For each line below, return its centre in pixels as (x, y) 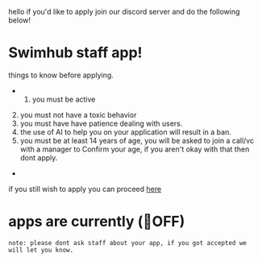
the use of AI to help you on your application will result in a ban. (125, 131)
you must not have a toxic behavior (78, 114)
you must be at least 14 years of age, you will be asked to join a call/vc (137, 140)
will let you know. (41, 250)
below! (19, 20)
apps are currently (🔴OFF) (97, 222)
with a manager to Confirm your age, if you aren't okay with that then (135, 149)
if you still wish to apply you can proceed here (85, 189)
